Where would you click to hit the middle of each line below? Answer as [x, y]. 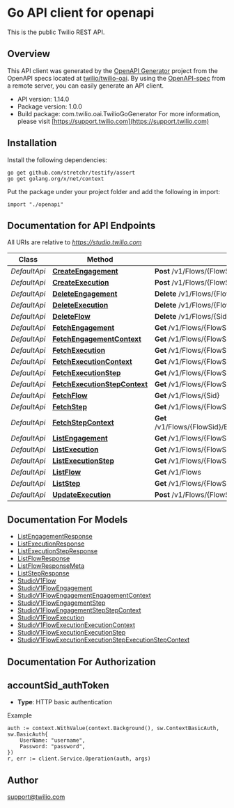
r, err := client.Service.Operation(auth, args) [79, 759]
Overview [29, 54]
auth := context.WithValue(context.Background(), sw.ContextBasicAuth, [113, 729]
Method [100, 260]
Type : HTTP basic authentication [65, 702]
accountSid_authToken [58, 685]
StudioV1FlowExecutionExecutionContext [76, 625]
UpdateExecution [81, 495]
